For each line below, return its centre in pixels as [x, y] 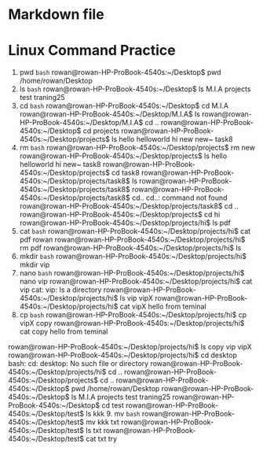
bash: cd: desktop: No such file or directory [79, 364]
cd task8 [125, 173]
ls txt [94, 431]
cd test [113, 405]
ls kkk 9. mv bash [113, 414]
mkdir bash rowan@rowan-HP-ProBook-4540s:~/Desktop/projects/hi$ [133, 257]
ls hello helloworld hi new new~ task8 [172, 139]
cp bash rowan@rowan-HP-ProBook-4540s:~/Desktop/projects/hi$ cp [133, 315]
